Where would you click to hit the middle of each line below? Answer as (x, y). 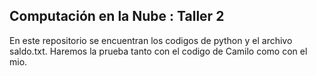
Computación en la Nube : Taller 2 (117, 16)
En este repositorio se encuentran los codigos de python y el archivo (151, 40)
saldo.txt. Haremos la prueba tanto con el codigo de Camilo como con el (158, 51)
